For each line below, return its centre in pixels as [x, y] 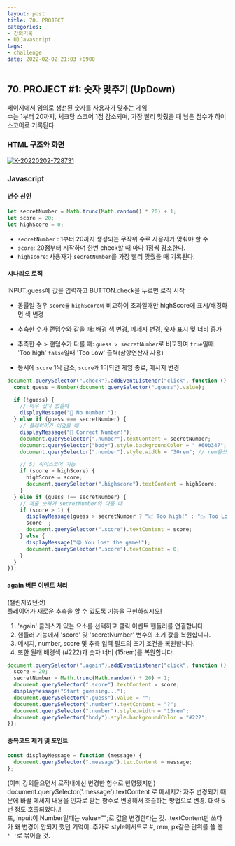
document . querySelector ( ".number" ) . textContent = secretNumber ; [115, 439]
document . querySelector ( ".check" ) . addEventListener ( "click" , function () [117, 381]
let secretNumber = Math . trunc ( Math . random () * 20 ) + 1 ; [92, 211]
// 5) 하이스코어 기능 [48, 465]
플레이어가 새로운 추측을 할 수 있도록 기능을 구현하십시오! [85, 611]
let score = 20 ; [31, 218]
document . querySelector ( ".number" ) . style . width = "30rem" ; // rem [119, 452]
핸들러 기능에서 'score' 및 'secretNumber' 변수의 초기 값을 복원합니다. [114, 635]
